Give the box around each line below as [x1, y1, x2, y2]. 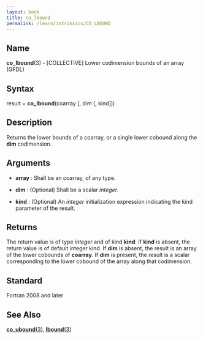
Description [6, 117, 52, 128]
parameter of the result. [15, 204, 75, 212]
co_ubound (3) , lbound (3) [6, 326, 72, 333]
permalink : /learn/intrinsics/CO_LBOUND [6, 20, 112, 26]
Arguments [6, 158, 51, 168]
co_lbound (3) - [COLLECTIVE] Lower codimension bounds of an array [6, 59, 185, 67]
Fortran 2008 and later [6, 292, 64, 299]
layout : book [6, 9, 40, 15]
